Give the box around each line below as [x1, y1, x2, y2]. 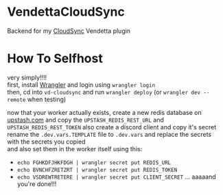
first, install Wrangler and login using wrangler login [7, 80, 156, 89]
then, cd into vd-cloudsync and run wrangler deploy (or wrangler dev [7, 88, 201, 96]
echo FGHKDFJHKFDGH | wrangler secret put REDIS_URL [16, 159, 172, 166]
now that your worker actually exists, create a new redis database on [7, 108, 202, 116]
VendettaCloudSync [7, 4, 125, 20]
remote [7, 96, 26, 103]
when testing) [27, 95, 67, 103]
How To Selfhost [7, 51, 103, 66]
